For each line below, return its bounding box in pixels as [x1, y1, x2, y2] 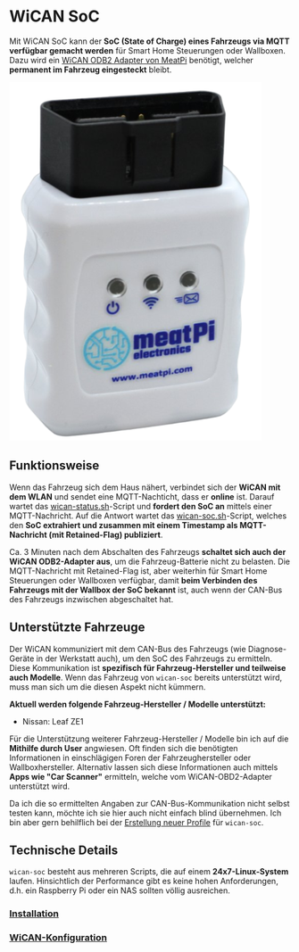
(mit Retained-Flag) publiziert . [48, 529, 163, 540]
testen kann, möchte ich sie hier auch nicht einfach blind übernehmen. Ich [9, 807, 282, 818]
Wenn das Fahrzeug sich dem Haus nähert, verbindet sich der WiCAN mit [9, 482, 281, 493]
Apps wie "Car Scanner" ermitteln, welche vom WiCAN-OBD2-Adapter [9, 771, 272, 782]
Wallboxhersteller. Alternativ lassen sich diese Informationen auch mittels [9, 761, 278, 773]
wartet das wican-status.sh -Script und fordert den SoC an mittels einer [9, 501, 272, 511]
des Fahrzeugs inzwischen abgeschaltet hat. [9, 593, 174, 604]
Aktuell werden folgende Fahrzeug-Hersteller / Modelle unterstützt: [9, 699, 266, 709]
